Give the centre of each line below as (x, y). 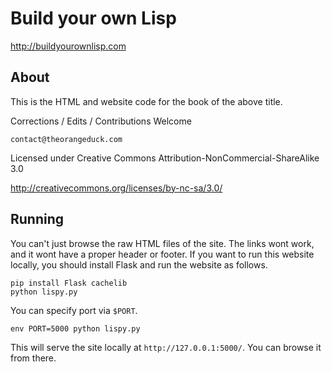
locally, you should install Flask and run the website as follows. (139, 264)
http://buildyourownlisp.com (68, 46)
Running (37, 219)
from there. (33, 358)
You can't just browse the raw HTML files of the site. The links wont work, (162, 243)
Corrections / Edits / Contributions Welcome (101, 121)
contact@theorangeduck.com (66, 139)
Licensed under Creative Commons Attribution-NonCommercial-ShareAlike (165, 158)
